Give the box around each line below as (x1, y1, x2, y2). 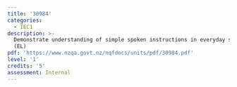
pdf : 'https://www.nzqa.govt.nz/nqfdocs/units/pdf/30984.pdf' (7, 50, 194, 57)
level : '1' (7, 56, 39, 63)
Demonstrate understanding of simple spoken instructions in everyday (13, 36, 226, 43)
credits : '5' (7, 62, 46, 69)
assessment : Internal (7, 69, 71, 76)
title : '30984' (7, 10, 52, 18)
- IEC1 (13, 23, 33, 30)
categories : (7, 17, 42, 24)
